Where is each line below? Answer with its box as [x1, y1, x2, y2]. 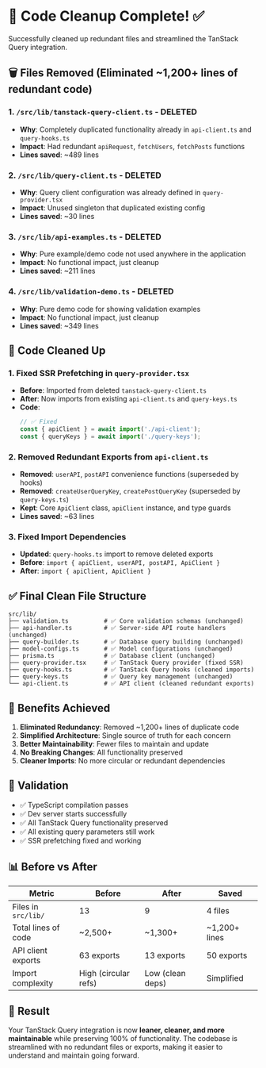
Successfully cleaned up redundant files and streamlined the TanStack [8, 33, 239, 43]
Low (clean [144, 967, 186, 978]
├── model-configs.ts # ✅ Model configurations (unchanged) [8, 645, 234, 653]
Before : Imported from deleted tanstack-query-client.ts [19, 386, 207, 395]
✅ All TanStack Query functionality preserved [19, 817, 169, 828]
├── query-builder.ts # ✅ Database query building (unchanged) [8, 638, 244, 646]
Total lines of [12, 922, 60, 933]
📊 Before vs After [8, 860, 97, 874]
